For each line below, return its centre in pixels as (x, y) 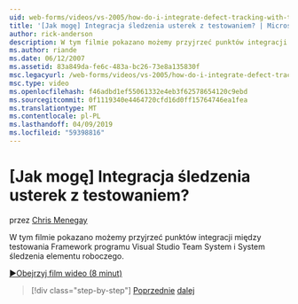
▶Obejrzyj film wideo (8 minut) (66, 273)
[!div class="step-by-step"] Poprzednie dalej (113, 290)
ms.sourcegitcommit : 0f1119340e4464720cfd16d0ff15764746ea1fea (129, 100)
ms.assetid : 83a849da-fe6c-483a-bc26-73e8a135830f (105, 67)
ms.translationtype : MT (53, 108)
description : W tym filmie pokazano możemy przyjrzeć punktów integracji (149, 42)
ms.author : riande (43, 51)
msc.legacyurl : (37, 75)
